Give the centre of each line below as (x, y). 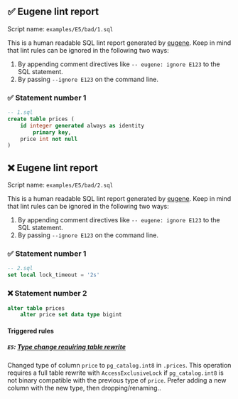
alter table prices (36, 308)
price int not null (49, 139)
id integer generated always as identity (82, 125)
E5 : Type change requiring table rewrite (67, 347)
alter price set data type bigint (71, 315)
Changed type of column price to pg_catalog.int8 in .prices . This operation (119, 365)
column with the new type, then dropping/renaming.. (84, 388)
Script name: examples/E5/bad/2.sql (60, 185)
